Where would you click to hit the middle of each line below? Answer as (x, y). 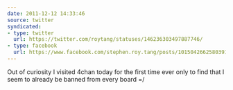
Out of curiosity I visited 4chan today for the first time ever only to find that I (116, 72)
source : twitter (31, 20)
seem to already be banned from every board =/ (76, 79)
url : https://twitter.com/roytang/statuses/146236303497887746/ (108, 39)
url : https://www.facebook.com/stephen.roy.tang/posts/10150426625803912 (122, 53)
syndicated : (24, 26)
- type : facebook (32, 46)
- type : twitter (31, 33)
